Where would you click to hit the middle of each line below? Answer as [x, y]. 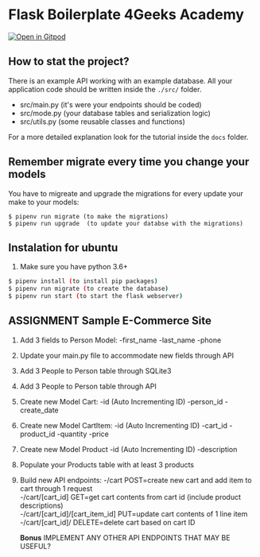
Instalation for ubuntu [63, 248]
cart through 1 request [56, 488]
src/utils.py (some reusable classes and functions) [102, 122]
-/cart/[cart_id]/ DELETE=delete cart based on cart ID [107, 522]
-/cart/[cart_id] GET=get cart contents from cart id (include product [130, 497]
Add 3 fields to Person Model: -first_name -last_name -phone [120, 340]
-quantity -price [83, 434]
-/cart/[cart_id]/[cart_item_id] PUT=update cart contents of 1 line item [134, 513]
